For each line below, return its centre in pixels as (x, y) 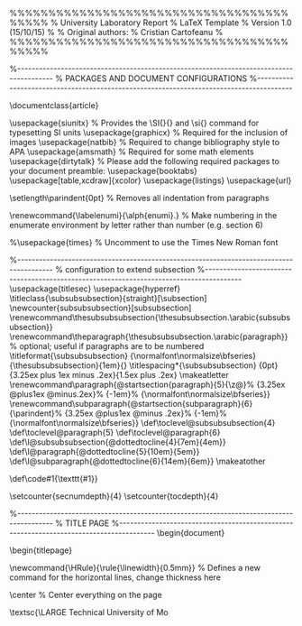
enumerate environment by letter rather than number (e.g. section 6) (136, 225)
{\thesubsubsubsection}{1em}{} (69, 365)
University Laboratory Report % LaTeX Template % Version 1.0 (176, 23)
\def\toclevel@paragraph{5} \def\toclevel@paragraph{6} (115, 433)
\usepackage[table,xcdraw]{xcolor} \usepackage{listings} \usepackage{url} (151, 180)
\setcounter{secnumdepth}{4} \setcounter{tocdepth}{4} (114, 496)
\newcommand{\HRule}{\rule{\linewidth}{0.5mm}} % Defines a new (135, 568)
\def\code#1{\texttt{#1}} (54, 479)
